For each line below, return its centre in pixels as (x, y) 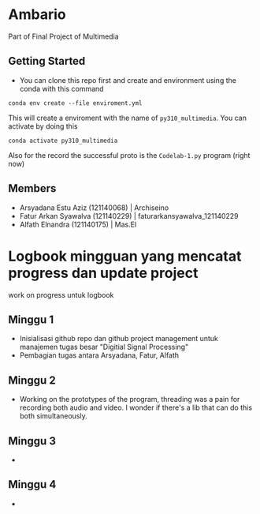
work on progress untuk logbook (61, 295)
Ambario (37, 15)
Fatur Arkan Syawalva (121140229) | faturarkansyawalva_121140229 (129, 216)
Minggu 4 (32, 484)
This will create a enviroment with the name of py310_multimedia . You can (127, 118)
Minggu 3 (32, 441)
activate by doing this (43, 126)
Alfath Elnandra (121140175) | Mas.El (78, 224)
